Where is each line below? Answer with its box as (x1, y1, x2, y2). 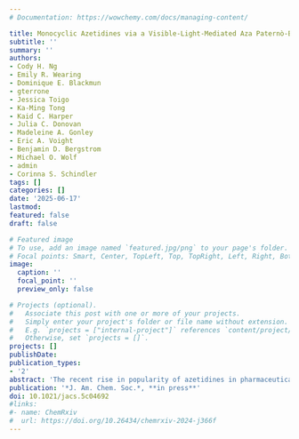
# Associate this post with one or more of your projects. (9, 308, 241, 318)
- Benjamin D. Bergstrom (9, 145, 101, 154)
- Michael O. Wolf (9, 153, 77, 162)
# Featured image (9, 235, 74, 244)
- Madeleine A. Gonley (9, 128, 93, 138)
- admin (9, 161, 38, 170)
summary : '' (9, 45, 53, 54)
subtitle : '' (9, 37, 58, 46)
